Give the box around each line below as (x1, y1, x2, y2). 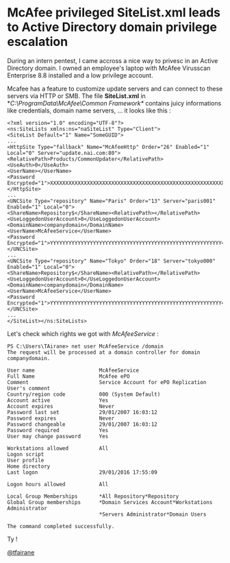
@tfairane (7, 548, 35, 556)
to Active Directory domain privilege (7, 19, 218, 35)
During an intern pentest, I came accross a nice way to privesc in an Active (7, 56, 218, 64)
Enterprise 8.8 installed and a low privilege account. (7, 71, 153, 80)
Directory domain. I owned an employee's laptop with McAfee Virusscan (7, 64, 211, 72)
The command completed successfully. (7, 523, 115, 529)
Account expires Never (7, 403, 115, 409)
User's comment (7, 385, 51, 392)
